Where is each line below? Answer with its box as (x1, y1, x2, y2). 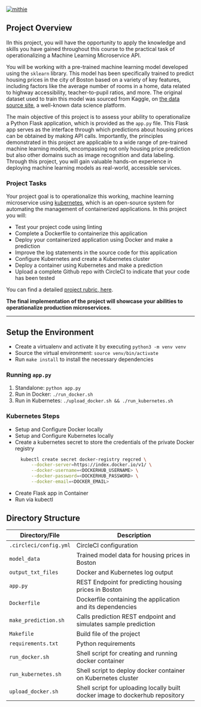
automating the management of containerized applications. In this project (6, 206, 187, 213)
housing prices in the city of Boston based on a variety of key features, (6, 76, 181, 83)
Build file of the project (76, 630, 141, 638)
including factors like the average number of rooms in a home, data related (6, 82, 190, 89)
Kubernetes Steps (6, 412, 60, 420)
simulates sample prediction (76, 619, 156, 628)
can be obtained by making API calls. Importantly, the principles (6, 132, 163, 139)
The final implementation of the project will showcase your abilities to (6, 297, 184, 305)
